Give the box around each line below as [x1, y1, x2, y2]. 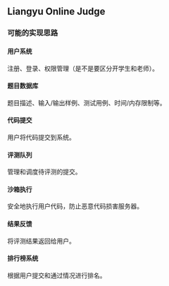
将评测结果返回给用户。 [7, 237, 75, 245]
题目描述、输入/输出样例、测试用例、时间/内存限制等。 [7, 98, 167, 107]
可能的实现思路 [7, 28, 58, 38]
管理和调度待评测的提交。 [7, 167, 82, 176]
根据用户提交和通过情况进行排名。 [7, 271, 106, 280]
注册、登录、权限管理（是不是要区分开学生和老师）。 [7, 64, 158, 73]
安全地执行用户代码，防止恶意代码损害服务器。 [7, 202, 143, 210]
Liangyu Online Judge [7, 6, 106, 18]
